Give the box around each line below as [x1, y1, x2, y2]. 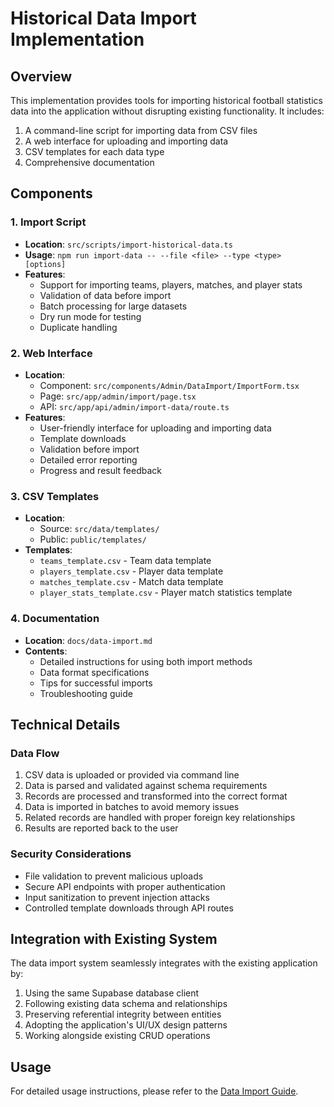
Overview [10, 68, 73, 85]
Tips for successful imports [39, 677, 153, 689]
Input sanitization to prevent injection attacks [24, 891, 210, 903]
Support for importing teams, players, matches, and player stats [39, 278, 303, 291]
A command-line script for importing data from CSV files [24, 125, 258, 136]
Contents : [24, 645, 68, 657]
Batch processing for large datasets [39, 300, 188, 312]
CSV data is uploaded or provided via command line [24, 769, 240, 781]
